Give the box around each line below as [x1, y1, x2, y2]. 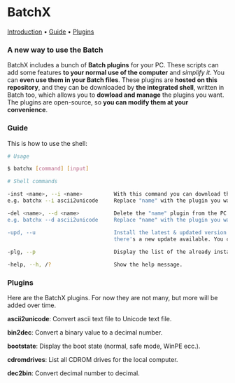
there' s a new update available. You [113, 236, 224, 243]
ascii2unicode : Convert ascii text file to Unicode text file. [7, 315, 172, 323]
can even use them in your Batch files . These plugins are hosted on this [7, 76, 218, 84]
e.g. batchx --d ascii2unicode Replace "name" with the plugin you [7, 216, 220, 223]
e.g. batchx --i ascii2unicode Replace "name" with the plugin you [7, 197, 220, 204]
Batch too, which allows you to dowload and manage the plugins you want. [7, 90, 225, 99]
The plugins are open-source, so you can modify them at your [7, 98, 189, 107]
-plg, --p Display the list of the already [7, 248, 211, 256]
